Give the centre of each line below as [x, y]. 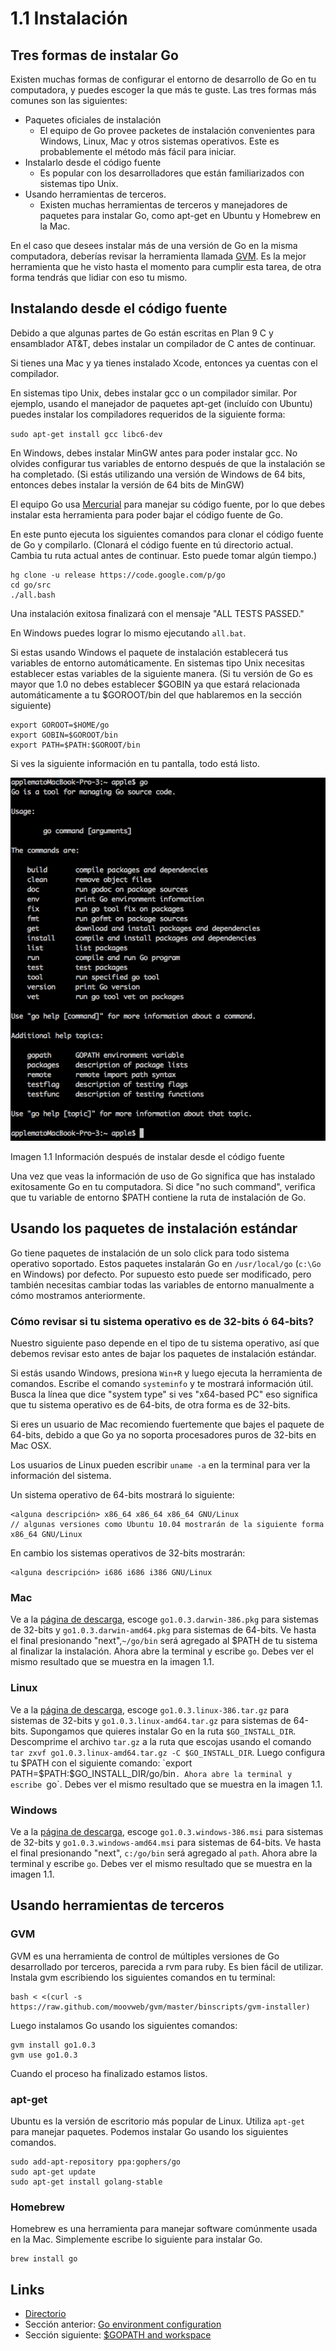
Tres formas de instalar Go [94, 55]
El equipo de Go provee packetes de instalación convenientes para [177, 130]
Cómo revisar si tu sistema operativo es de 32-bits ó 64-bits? [162, 1321]
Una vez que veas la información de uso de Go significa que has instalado [163, 1176]
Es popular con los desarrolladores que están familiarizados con [172, 173]
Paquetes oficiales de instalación [93, 120]
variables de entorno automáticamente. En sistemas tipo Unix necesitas [157, 663]
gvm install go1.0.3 [53, 2045]
